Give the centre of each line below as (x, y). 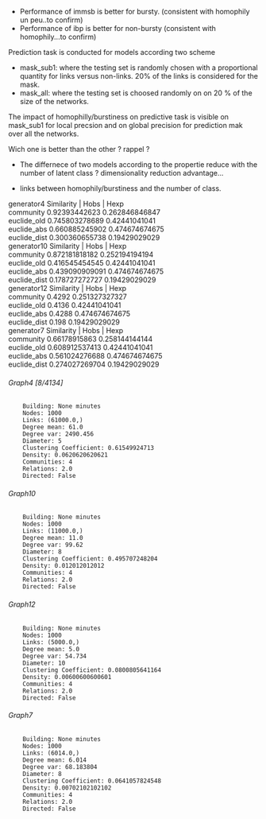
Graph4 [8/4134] (36, 382)
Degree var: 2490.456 (58, 434)
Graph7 (21, 716)
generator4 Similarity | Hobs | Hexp (66, 204)
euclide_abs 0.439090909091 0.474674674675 (86, 271)
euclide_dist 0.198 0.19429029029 (64, 322)
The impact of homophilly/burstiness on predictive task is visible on (118, 117)
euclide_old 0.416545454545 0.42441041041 (82, 263)
